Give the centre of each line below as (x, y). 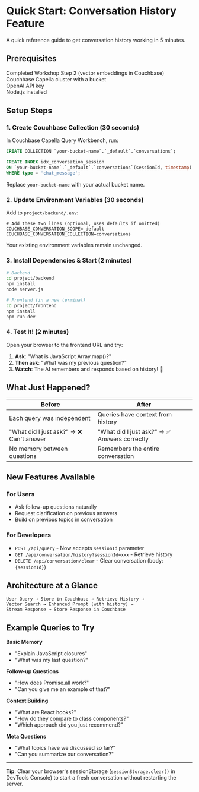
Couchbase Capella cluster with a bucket (56, 79)
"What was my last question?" (52, 660)
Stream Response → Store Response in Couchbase (66, 610)
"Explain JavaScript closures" (51, 654)
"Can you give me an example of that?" (62, 689)
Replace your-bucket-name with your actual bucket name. (76, 184)
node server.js (25, 289)
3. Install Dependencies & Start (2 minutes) (69, 261)
